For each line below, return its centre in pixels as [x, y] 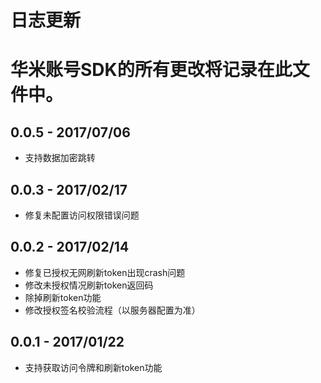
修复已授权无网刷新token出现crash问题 [105, 272]
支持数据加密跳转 [60, 158]
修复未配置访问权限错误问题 [82, 215]
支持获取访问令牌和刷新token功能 [93, 367]
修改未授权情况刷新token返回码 [89, 285]
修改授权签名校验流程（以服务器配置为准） [112, 310]
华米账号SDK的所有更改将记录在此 [151, 70]
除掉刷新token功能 [63, 297]
